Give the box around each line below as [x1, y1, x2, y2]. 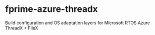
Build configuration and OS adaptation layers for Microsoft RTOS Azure [5, 20, 150, 26]
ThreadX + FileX [5, 25, 39, 31]
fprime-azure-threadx [5, 3, 98, 15]
